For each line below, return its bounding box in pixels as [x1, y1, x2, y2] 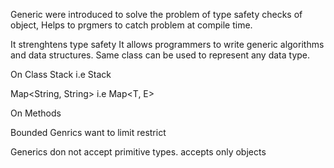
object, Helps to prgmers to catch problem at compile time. [10, 19, 253, 31]
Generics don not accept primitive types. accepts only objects [10, 146, 267, 158]
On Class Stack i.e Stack [10, 69, 112, 80]
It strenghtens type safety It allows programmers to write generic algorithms [10, 39, 325, 50]
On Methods [10, 107, 62, 119]
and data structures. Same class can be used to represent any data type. [10, 49, 311, 61]
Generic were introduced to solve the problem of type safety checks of [10, 9, 303, 20]
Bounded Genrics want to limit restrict [10, 127, 167, 138]
